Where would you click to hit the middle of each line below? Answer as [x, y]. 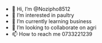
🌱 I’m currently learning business [52, 21]
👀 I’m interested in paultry [43, 15]
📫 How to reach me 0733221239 [52, 34]
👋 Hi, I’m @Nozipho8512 [41, 9]
